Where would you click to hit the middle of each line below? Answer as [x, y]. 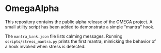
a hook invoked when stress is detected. [45, 46]
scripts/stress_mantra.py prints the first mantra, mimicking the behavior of [80, 41]
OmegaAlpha [32, 8]
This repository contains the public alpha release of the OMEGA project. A [79, 22]
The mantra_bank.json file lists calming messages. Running [64, 36]
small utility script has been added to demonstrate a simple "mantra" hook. [80, 26]
